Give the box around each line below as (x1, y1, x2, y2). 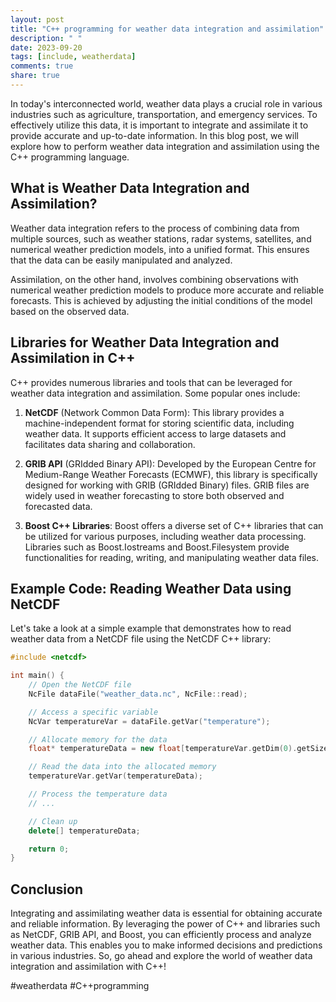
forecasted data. (24, 500, 93, 512)
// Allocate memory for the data (28, 734, 168, 745)
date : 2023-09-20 (10, 42, 83, 53)
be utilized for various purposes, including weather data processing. (24, 530, 307, 542)
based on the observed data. (10, 305, 130, 317)
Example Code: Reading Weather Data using (10, 580, 292, 597)
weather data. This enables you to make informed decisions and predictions (10, 939, 323, 951)
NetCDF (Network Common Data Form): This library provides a (24, 406, 285, 418)
